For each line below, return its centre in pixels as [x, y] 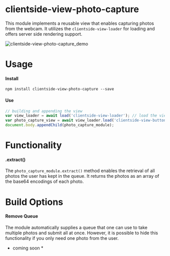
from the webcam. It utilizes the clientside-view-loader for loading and [80, 28]
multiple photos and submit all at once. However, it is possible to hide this [82, 233]
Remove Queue [22, 216]
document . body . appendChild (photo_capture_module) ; [60, 125]
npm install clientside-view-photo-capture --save [60, 89]
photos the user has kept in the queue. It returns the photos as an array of [82, 176]
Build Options [34, 202]
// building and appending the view [44, 111]
